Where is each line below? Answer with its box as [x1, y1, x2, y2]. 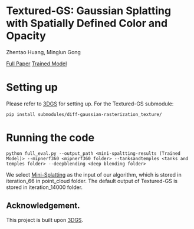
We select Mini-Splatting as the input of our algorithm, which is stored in [6, 171, 182, 178]
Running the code [6, 131, 95, 145]
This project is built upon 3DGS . [6, 216, 84, 223]
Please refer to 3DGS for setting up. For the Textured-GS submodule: [6, 100, 174, 107]
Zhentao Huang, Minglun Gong [6, 48, 81, 55]
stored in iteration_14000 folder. [6, 184, 83, 191]
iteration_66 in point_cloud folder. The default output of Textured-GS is [6, 177, 178, 184]
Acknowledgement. [6, 201, 80, 211]
